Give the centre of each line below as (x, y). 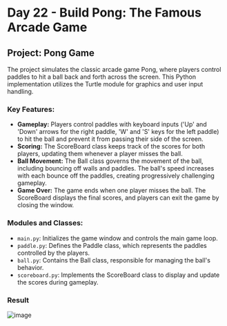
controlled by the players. (53, 253)
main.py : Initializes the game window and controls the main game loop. (118, 238)
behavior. (30, 267)
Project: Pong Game (51, 53)
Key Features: (31, 109)
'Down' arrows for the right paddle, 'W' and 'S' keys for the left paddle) (118, 132)
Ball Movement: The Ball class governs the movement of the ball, (110, 161)
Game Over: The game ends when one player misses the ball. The (111, 191)
